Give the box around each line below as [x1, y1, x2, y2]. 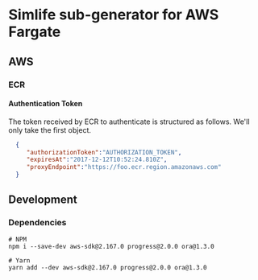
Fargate [8, 23, 61, 41]
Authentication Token [8, 99, 83, 109]
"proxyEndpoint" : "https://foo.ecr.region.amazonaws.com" [26, 163, 222, 171]
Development [8, 193, 78, 207]
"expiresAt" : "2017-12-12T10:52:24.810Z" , [26, 155, 168, 164]
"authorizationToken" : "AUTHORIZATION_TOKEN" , [26, 148, 182, 156]
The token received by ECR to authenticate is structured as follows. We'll [8, 117, 250, 126]
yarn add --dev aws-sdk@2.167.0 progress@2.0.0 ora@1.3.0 [8, 263, 207, 271]
